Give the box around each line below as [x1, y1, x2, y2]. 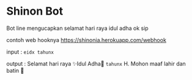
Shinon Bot [6, 4, 63, 18]
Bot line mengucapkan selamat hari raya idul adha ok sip [6, 24, 149, 32]
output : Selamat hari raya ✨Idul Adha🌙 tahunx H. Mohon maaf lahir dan [6, 60, 186, 67]
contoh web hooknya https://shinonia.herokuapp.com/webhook [6, 36, 167, 43]
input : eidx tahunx [6, 48, 54, 56]
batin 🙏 [6, 67, 24, 74]
